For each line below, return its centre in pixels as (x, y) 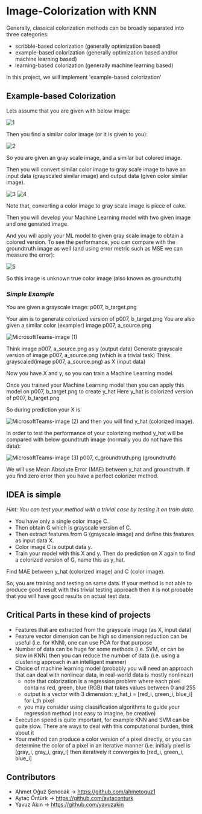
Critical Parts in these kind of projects (79, 615)
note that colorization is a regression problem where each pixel (102, 681)
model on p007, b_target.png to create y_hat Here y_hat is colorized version (100, 392)
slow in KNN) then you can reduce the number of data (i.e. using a (97, 655)
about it (24, 732)
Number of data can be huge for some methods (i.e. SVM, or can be (99, 649)
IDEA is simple (34, 495)
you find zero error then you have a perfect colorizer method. (82, 476)
